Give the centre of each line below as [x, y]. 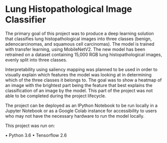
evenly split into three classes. [36, 60]
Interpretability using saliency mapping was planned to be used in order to [82, 69]
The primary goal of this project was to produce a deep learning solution [80, 33]
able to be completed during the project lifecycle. [56, 96]
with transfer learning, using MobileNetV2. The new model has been [75, 49]
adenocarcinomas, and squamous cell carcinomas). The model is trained [80, 44]
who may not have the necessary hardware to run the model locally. [75, 116]
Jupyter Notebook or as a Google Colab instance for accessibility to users [81, 111]
